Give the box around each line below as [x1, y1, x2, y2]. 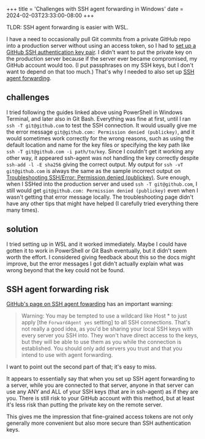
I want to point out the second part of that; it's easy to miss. [6, 363, 157, 370]
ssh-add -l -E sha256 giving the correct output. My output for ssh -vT [6, 161, 184, 168]
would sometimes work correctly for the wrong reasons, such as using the [6, 134, 194, 142]
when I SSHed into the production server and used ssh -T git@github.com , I [6, 180, 198, 188]
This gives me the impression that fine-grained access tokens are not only [6, 413, 194, 421]
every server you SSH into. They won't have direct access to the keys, [21, 332, 199, 339]
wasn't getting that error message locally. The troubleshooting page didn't [6, 193, 194, 200]
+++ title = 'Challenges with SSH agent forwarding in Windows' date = [6, 6, 184, 12]
